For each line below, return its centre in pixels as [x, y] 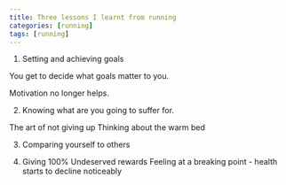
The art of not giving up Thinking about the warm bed [107, 127]
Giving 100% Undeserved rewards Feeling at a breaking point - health [150, 162]
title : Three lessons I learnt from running [93, 17]
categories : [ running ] [51, 26]
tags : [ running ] [39, 34]
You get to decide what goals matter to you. [89, 76]
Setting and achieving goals [73, 59]
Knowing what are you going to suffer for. [98, 111]
